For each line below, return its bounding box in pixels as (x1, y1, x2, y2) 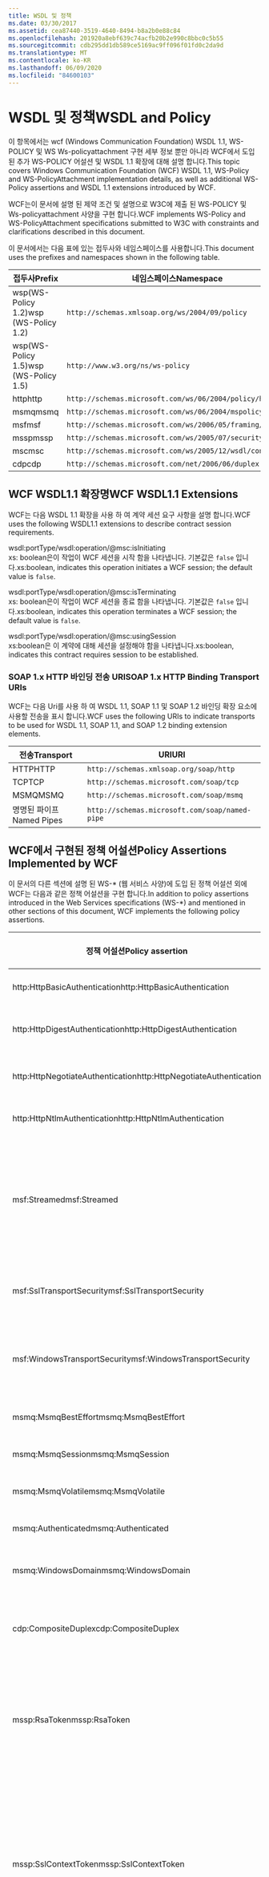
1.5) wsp (12, 360, 44, 371)
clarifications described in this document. (8, 226, 146, 237)
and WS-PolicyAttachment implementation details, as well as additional (8, 174, 243, 184)
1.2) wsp (12, 306, 44, 318)
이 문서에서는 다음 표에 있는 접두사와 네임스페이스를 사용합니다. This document (8, 243, 255, 253)
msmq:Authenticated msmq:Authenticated (12, 1523, 170, 1534)
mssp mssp (12, 432, 54, 443)
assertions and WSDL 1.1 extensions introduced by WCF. (30, 182, 216, 192)
